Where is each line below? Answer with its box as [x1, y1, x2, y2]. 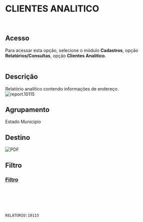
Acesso [5, 34, 30, 42]
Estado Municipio [5, 118, 41, 125]
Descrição [5, 72, 38, 81]
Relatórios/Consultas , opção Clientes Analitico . [5, 52, 106, 58]
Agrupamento [5, 105, 50, 114]
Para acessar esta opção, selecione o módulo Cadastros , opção [5, 47, 138, 53]
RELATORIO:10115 [5, 213, 39, 218]
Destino [5, 133, 30, 141]
